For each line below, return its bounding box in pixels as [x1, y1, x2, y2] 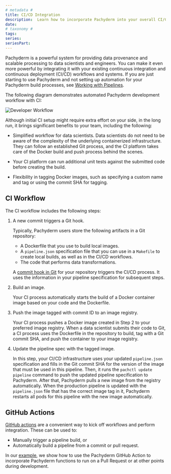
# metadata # [5, 7, 33, 13]
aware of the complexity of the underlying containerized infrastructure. [12, 137, 162, 144]
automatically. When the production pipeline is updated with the [12, 383, 147, 389]
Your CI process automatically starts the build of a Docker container [12, 294, 155, 300]
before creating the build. [12, 164, 66, 170]
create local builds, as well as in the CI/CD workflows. [20, 253, 133, 259]
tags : [5, 31, 17, 36]
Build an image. [12, 284, 45, 290]
